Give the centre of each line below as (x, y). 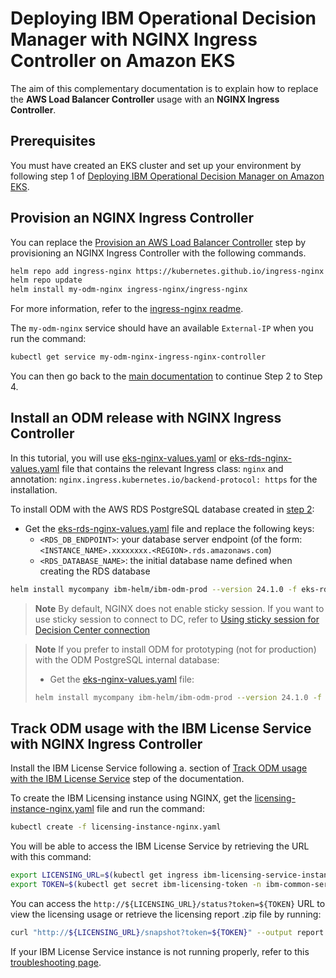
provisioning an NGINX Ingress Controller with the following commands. (158, 253)
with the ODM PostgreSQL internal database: (127, 659)
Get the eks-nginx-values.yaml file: (122, 679)
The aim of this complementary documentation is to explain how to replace (164, 88)
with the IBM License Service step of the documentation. (127, 779)
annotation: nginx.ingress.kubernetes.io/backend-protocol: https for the (164, 479)
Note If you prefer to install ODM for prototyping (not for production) (175, 649)
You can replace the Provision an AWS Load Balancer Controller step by (158, 242)
